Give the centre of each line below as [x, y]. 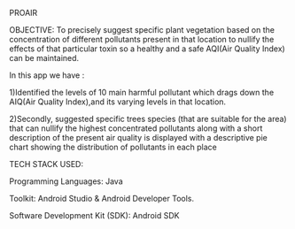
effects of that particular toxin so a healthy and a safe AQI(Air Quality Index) [147, 49]
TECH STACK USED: [47, 164]
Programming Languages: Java [66, 181]
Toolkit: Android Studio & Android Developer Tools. [102, 198]
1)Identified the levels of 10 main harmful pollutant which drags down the [142, 92]
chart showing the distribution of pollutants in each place [113, 147]
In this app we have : [47, 75]
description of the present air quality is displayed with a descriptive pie [138, 137]
